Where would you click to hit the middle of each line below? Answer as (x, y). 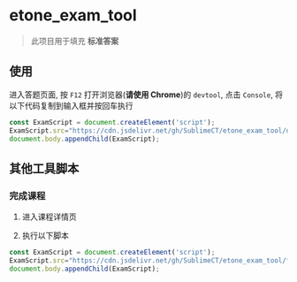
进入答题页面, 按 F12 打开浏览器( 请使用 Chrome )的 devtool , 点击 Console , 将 (146, 95)
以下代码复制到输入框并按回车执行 (71, 105)
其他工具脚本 (44, 168)
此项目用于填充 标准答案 (75, 41)
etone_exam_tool (73, 15)
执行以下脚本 (45, 236)
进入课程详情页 (49, 217)
